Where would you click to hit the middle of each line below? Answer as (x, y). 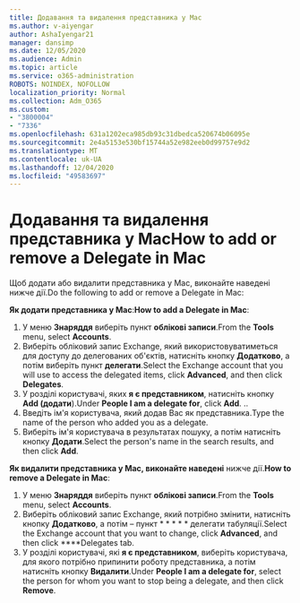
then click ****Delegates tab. (78, 543)
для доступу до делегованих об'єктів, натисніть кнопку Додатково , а (156, 356)
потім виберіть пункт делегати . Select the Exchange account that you (153, 366)
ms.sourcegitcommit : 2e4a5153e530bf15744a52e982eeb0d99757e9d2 (130, 142)
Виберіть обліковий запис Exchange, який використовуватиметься (150, 347)
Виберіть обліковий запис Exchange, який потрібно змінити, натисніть (156, 514)
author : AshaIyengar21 (51, 34)
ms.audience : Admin (46, 59)
